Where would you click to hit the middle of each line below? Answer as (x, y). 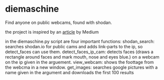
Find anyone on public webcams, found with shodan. (58, 22)
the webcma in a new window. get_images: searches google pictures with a (82, 67)
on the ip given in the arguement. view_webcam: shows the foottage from (80, 62)
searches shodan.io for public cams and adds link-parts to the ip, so (74, 46)
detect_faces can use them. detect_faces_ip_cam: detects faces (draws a (79, 52)
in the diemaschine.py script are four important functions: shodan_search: (80, 41)
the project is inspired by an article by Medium (52, 32)
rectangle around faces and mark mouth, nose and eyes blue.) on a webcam (82, 57)
